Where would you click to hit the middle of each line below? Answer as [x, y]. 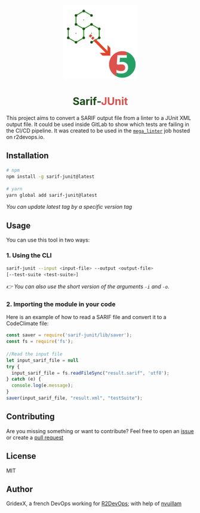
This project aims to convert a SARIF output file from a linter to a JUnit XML [99, 118]
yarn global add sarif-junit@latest [52, 196]
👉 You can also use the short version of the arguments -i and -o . [88, 286]
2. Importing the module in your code [61, 304]
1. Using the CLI [29, 255]
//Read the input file [34, 354]
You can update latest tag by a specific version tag [69, 207]
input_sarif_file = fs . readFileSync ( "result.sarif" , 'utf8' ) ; [90, 373]
